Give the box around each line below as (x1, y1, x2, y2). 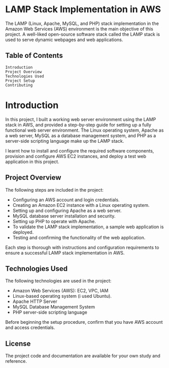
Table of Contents (5, 51, 63, 60)
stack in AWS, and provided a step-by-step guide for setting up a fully (5, 121, 151, 128)
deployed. (12, 229, 34, 235)
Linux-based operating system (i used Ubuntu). (12, 293, 112, 299)
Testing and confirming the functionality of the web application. (12, 234, 146, 240)
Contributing (5, 82, 33, 87)
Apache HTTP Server (12, 298, 57, 304)
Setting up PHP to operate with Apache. (12, 218, 96, 224)
